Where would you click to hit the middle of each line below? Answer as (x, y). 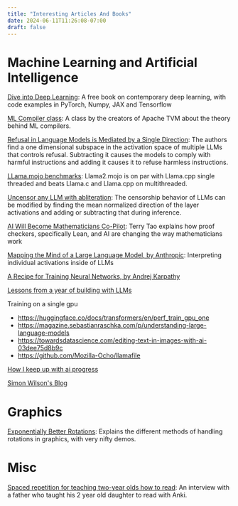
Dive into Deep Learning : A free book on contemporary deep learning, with (117, 97)
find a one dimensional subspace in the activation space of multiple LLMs (115, 147)
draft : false (27, 27)
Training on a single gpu (43, 304)
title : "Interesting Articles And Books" (70, 14)
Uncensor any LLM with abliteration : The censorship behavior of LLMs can (117, 198)
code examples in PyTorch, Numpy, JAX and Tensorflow (90, 104)
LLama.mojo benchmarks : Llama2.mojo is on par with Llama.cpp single (111, 176)
